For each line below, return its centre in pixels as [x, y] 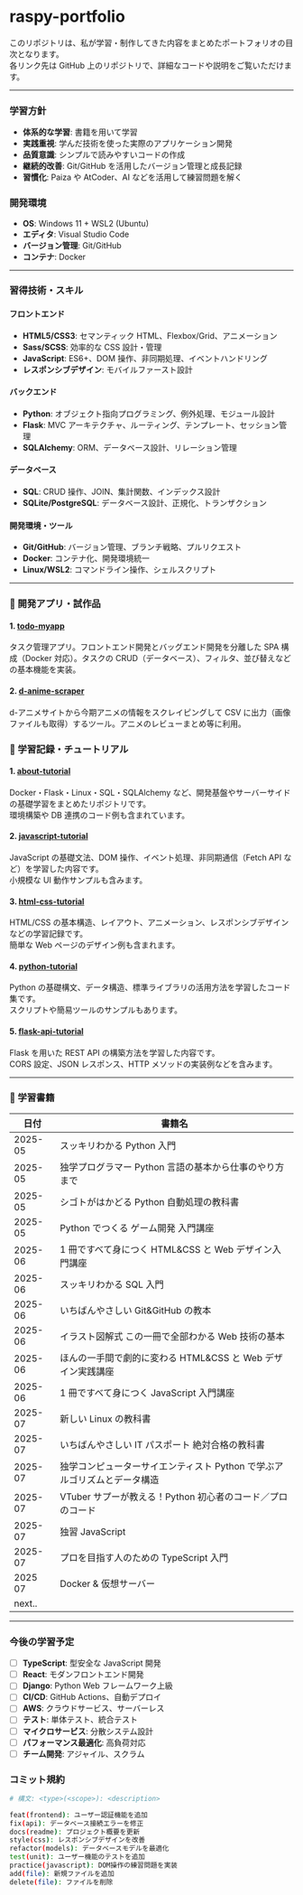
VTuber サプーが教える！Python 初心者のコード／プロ [174, 1497]
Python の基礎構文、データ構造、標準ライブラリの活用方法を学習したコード [150, 987]
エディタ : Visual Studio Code [76, 234]
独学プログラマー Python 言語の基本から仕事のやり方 [172, 1167]
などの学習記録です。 [49, 934]
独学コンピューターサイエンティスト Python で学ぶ [167, 1466]
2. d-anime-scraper [47, 691]
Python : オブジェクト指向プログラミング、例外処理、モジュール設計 [148, 414]
